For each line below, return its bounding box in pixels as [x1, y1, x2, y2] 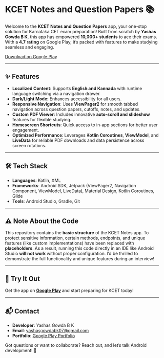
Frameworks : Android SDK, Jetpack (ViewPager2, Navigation [12, 182, 137, 188]
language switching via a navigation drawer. [12, 90, 101, 96]
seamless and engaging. [5, 44, 55, 50]
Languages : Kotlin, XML [12, 177, 61, 183]
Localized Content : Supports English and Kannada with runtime [12, 85, 143, 91]
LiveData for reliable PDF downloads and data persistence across [12, 137, 144, 143]
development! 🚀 [5, 348, 37, 353]
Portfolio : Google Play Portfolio [12, 333, 75, 338]
